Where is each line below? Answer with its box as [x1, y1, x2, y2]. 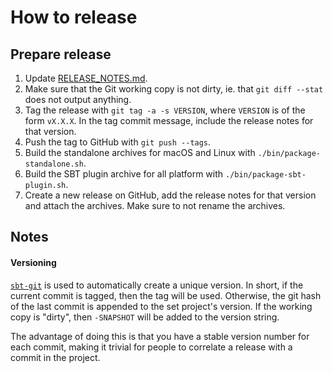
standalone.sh [24, 159, 84, 169]
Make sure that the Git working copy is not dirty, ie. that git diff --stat [24, 83, 324, 95]
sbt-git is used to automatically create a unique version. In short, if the [10, 279, 304, 291]
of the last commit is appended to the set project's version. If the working [10, 300, 313, 312]
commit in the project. [10, 351, 101, 363]
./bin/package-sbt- [225, 170, 307, 180]
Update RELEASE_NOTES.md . [24, 72, 148, 84]
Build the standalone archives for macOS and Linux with [24, 147, 256, 158]
